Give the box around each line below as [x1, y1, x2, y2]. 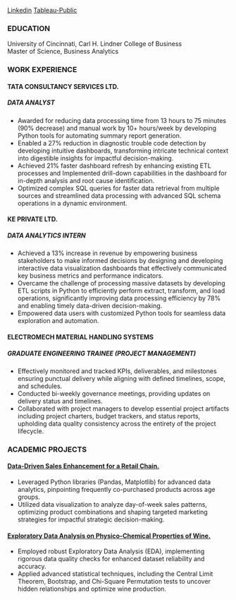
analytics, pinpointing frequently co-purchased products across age [17, 486, 216, 494]
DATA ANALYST [7, 98, 55, 107]
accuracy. [17, 562, 47, 571]
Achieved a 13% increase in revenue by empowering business [17, 249, 198, 257]
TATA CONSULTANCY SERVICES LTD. [7, 82, 119, 90]
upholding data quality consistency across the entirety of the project [17, 419, 216, 428]
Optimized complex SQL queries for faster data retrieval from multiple [17, 184, 220, 192]
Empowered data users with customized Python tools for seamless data [17, 309, 226, 317]
